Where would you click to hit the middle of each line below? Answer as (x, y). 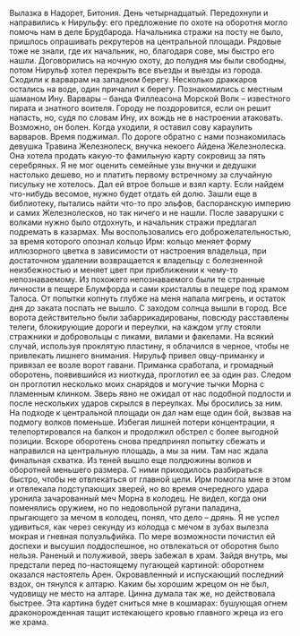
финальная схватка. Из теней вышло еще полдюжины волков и (131, 460)
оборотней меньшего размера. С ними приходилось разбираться (136, 470)
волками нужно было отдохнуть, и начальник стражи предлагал (133, 222)
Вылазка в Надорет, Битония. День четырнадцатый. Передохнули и (139, 13)
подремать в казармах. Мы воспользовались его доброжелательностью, (150, 232)
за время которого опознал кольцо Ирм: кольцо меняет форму (130, 241)
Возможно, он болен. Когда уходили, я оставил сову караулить (131, 127)
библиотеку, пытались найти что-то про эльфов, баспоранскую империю (150, 203)
